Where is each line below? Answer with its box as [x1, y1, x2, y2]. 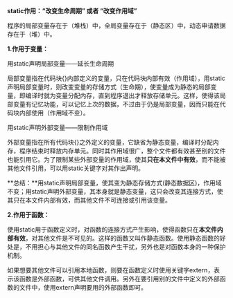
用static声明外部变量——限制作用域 [7, 124, 108, 131]
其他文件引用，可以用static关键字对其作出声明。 [7, 164, 144, 172]
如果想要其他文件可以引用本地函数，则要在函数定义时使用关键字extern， [7, 266, 214, 274]
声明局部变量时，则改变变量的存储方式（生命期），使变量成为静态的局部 [7, 83, 211, 91]
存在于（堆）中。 [7, 30, 56, 38]
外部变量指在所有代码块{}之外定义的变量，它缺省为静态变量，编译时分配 [7, 138, 213, 146]
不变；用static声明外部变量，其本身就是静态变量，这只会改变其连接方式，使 [7, 187, 223, 196]
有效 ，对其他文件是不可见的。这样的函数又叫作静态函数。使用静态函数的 [12, 234, 220, 242]
